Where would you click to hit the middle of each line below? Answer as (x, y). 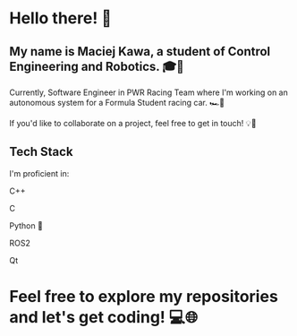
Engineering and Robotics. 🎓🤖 (97, 66)
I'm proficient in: (39, 173)
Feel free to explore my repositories (144, 297)
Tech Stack (41, 152)
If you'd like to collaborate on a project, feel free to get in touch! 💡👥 (133, 123)
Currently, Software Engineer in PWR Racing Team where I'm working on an (148, 92)
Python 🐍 (26, 225)
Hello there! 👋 (60, 18)
